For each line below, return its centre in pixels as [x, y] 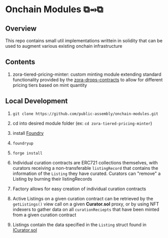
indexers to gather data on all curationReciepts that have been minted [86, 209]
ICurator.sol [25, 230]
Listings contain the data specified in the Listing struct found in [79, 224]
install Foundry [28, 133]
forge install [27, 153]
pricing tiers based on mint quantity [50, 85]
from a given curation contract [44, 215]
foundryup [23, 143]
